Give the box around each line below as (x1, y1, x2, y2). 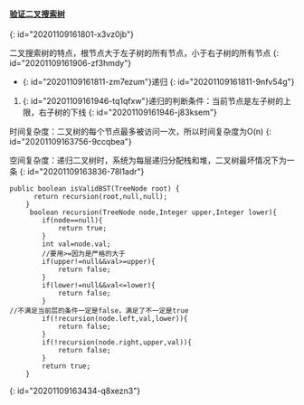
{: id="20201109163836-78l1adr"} (19, 166, 145, 177)
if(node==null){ (42, 216, 103, 225)
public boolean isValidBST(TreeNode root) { (9, 184, 180, 193)
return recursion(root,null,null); (33, 193, 168, 202)
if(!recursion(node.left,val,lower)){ (42, 315, 188, 324)
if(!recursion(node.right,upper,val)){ (42, 338, 193, 347)
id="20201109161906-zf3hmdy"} (9, 58, 132, 69)
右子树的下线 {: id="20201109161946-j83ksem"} (38, 107, 217, 118)
